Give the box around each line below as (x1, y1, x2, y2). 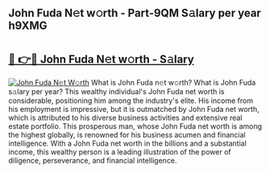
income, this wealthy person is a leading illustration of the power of (8, 147, 231, 156)
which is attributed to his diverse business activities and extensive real (8, 113, 243, 122)
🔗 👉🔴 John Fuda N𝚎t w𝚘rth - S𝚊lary (8, 52, 195, 66)
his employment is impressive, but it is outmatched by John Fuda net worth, (8, 105, 260, 113)
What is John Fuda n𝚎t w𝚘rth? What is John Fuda (91, 78, 256, 87)
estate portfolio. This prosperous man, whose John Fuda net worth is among (8, 122, 263, 131)
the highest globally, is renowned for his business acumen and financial (8, 130, 246, 139)
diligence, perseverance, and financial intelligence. (8, 156, 177, 165)
